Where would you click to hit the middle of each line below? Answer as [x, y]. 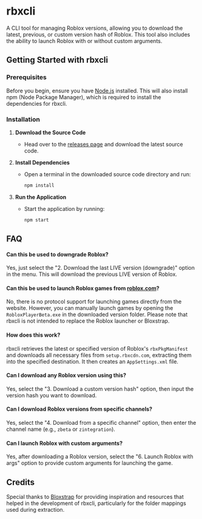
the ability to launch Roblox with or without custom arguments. [84, 41]
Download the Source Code [50, 132]
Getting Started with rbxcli [57, 60]
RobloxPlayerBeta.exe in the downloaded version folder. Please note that [97, 315]
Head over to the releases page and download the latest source [103, 144]
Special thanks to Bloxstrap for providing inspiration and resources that [95, 497]
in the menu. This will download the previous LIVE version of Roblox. [92, 274]
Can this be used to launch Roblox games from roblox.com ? [83, 288]
